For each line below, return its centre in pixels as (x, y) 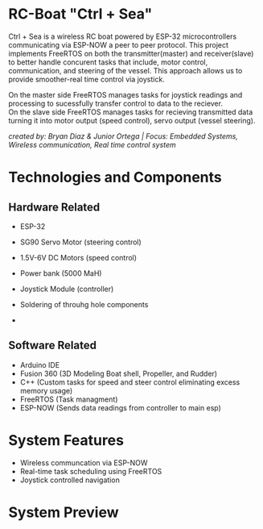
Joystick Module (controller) (67, 289)
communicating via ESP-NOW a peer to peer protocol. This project (119, 44)
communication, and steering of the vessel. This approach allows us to (125, 70)
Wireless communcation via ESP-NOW (84, 462)
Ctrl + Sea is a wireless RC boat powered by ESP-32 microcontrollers (123, 36)
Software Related (52, 346)
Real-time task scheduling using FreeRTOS (91, 471)
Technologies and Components (115, 177)
